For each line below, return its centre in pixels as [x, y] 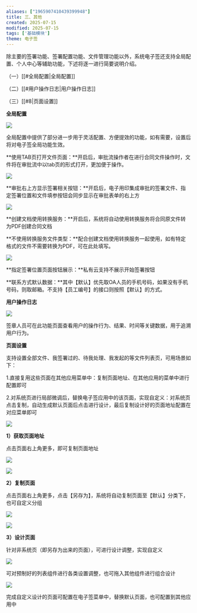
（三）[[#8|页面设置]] [32, 101]
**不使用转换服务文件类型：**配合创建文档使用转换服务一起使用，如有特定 [96, 239]
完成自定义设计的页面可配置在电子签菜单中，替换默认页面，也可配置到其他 [96, 597]
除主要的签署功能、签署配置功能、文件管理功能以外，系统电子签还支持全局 [96, 56]
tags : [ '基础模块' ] [28, 34]
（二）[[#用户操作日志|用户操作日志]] [51, 89]
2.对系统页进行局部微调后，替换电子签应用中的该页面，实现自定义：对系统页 [98, 397]
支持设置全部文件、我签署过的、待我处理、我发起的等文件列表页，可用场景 [96, 358]
